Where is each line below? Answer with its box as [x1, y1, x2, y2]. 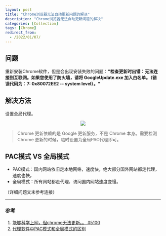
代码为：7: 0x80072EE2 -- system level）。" [9, 80, 100, 86]
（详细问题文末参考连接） [5, 189, 57, 195]
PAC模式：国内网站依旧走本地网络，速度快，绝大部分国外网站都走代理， [12, 166, 160, 172]
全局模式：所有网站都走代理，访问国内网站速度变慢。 [12, 179, 121, 185]
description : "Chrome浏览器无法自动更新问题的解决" [5, 16, 103, 21]
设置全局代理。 [5, 111, 36, 117]
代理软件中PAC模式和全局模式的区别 [12, 226, 86, 232]
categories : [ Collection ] [5, 21, 58, 26]
